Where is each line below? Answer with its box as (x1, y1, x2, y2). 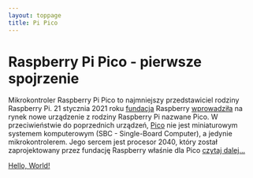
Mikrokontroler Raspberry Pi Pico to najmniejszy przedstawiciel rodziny (8, 95, 240, 105)
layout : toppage (8, 11, 61, 20)
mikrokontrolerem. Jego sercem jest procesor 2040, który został (8, 137, 218, 146)
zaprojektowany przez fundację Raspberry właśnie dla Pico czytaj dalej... (8, 146, 246, 155)
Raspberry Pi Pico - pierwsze (8, 53, 203, 71)
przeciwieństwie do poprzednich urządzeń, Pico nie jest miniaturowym (8, 121, 238, 130)
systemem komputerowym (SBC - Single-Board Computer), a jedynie (8, 129, 233, 139)
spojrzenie (8, 69, 80, 87)
